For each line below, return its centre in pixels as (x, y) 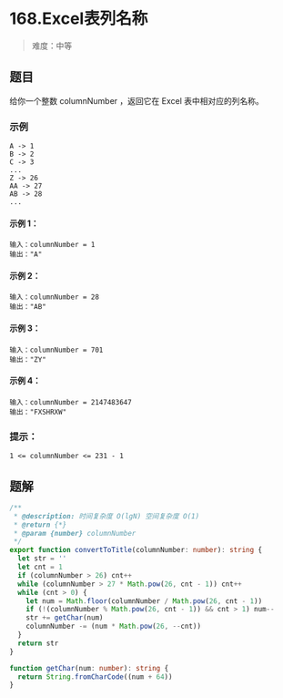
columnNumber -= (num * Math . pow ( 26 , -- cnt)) (114, 626)
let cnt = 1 (40, 567)
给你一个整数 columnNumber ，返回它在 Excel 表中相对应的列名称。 (136, 100)
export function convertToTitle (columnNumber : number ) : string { (136, 550)
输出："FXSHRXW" (38, 412)
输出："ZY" (28, 359)
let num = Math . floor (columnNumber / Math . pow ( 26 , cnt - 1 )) (144, 601)
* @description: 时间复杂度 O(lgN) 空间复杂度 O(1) (106, 516)
